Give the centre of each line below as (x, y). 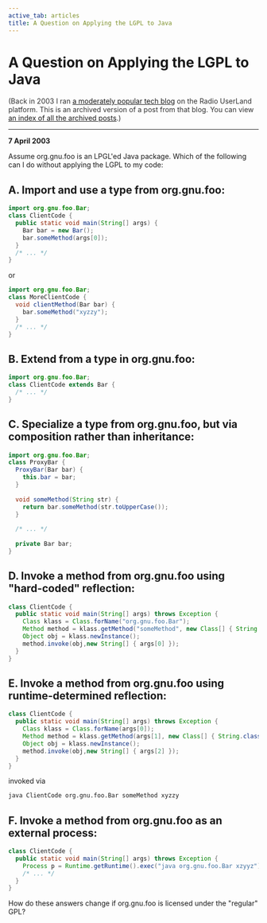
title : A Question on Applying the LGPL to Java (90, 23)
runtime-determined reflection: (87, 696)
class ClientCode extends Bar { (62, 385)
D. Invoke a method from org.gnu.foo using (116, 576)
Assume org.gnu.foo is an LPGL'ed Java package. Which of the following (128, 157)
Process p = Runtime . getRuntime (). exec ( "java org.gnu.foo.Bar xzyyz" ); (143, 866)
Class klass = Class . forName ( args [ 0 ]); (89, 729)
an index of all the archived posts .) (65, 118)
